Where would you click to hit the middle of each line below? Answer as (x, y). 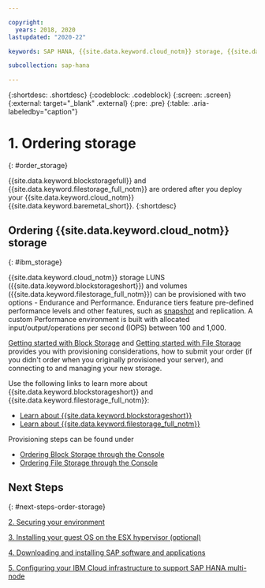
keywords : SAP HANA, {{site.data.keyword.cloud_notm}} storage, (116, 51)
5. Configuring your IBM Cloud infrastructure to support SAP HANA (117, 567)
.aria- (201, 103)
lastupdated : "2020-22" (47, 37)
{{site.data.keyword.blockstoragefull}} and (77, 181)
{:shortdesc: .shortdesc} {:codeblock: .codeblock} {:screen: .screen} (120, 95)
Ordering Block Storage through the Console (92, 454)
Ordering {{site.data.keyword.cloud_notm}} (119, 231)
